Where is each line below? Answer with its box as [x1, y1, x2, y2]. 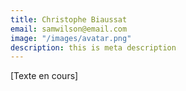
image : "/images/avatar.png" [10, 33, 132, 43]
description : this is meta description [10, 42, 177, 53]
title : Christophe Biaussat [10, 14, 128, 25]
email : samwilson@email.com [10, 24, 128, 34]
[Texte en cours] [10, 70, 79, 82]
